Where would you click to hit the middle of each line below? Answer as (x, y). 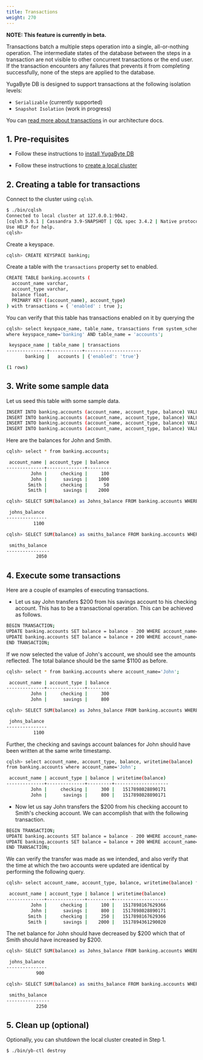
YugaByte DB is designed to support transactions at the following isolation (98, 84)
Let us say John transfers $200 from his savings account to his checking (106, 602)
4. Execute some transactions (63, 575)
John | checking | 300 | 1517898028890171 (98, 790)
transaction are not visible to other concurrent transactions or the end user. (100, 59)
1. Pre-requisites (38, 139)
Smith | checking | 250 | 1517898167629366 (97, 916)
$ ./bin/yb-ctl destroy (36, 1051)
